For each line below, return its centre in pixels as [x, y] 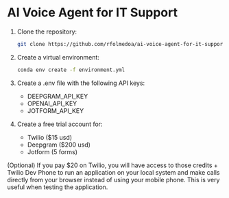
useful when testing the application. [58, 187]
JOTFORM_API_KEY [56, 110]
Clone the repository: [47, 32]
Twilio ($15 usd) [50, 137]
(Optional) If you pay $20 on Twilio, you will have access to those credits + [112, 165]
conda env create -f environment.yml [71, 70]
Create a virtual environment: [58, 57]
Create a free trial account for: [60, 124]
